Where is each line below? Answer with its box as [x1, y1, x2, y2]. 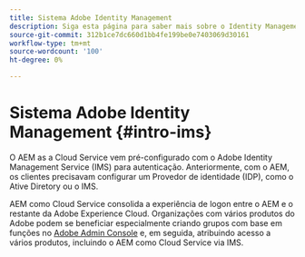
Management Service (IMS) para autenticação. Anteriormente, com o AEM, [9, 161, 290, 173]
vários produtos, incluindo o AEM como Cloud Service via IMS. [9, 237, 244, 248]
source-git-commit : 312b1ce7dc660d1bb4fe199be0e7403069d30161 [9, 30, 250, 39]
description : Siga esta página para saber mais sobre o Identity [9, 22, 261, 31]
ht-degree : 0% [9, 55, 64, 64]
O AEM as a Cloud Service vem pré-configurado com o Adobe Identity [9, 152, 273, 163]
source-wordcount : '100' [9, 47, 103, 56]
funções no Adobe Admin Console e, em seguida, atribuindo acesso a [9, 227, 271, 238]
